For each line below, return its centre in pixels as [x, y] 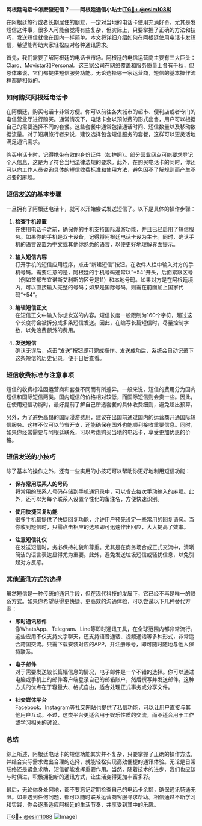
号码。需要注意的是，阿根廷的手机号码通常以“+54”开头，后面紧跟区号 [107, 272]
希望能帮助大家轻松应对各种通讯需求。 [64, 45]
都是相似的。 [27, 80]
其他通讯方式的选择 [34, 579]
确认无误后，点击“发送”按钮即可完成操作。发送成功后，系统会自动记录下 [104, 350]
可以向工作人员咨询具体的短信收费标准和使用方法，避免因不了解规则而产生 [98, 170]
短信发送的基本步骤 [34, 194]
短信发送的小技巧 [31, 456]
